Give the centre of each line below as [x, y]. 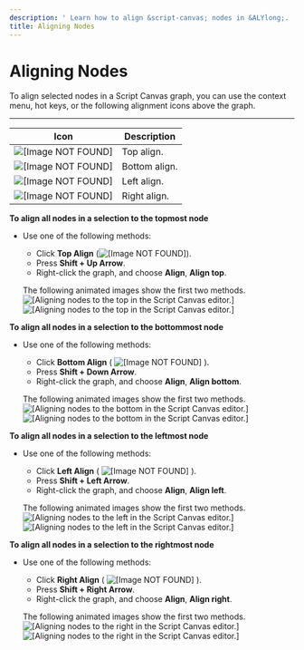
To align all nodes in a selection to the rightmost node [112, 545]
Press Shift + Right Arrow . [85, 589]
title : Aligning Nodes [52, 26]
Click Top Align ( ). [114, 254]
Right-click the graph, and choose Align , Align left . [131, 490]
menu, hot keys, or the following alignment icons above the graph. [133, 106]
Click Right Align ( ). [119, 580]
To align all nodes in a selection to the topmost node [109, 218]
